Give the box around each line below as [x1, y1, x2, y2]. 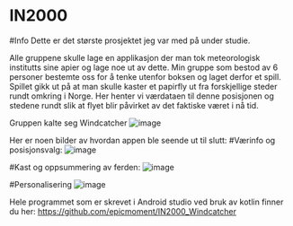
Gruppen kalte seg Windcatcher [9, 117, 128, 128]
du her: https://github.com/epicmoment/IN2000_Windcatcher [9, 205, 236, 216]
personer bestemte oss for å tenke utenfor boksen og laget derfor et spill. [9, 71, 281, 82]
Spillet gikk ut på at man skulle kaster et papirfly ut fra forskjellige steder [9, 81, 278, 91]
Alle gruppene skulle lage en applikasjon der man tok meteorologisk [9, 52, 261, 63]
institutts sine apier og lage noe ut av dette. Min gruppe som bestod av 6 [9, 62, 279, 73]
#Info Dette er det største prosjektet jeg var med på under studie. [9, 35, 251, 46]
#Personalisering [9, 178, 73, 189]
